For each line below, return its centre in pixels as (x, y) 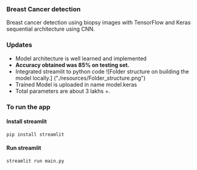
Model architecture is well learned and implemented (81, 58)
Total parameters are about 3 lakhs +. (63, 91)
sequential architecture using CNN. (51, 29)
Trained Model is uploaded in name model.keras (76, 84)
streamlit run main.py (35, 161)
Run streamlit (24, 148)
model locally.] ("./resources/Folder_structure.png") (80, 78)
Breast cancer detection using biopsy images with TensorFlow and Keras (99, 23)
